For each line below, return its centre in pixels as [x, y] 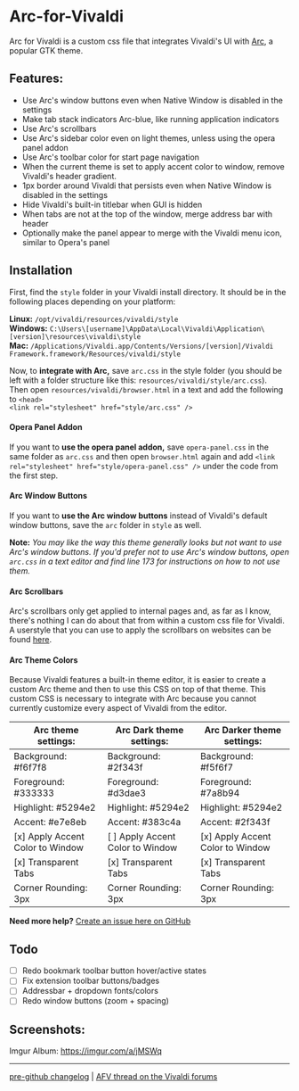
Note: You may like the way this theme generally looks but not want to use [146, 542]
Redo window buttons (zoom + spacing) [95, 1001]
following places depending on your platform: [93, 302]
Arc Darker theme [243, 731]
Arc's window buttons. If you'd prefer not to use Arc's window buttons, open [149, 551]
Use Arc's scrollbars [59, 128]
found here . [30, 640]
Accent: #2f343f [235, 822]
